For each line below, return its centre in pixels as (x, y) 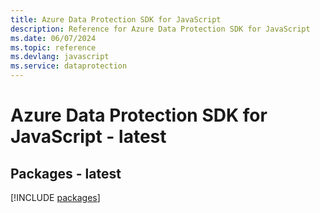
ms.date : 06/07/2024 (53, 38)
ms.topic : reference (53, 47)
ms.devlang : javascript (60, 57)
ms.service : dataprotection (69, 66)
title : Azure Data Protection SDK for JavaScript (116, 19)
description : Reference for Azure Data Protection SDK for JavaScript (160, 29)
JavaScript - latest (88, 137)
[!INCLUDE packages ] (55, 197)
